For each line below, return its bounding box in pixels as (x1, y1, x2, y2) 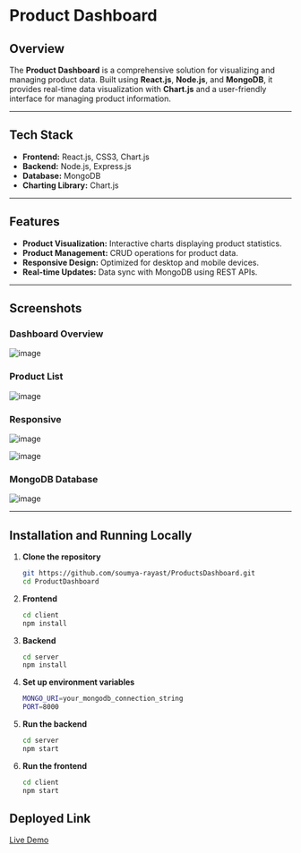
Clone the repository (21, 551, 101, 562)
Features (9, 214, 60, 229)
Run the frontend (21, 760, 88, 771)
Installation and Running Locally (9, 527, 193, 542)
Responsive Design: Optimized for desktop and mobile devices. (21, 257, 260, 268)
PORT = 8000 (21, 703, 60, 712)
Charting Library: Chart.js (21, 180, 119, 191)
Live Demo (9, 834, 49, 846)
